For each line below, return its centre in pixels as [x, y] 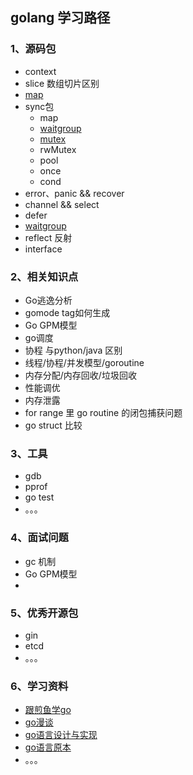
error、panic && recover [74, 193]
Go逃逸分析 [48, 300]
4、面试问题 [39, 538]
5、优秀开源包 [44, 613]
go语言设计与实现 [61, 735]
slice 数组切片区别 [62, 83]
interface [43, 249]
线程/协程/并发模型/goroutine [84, 362]
